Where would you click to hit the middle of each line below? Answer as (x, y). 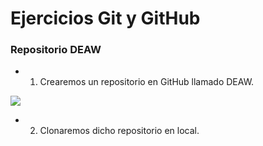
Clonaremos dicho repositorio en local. (119, 131)
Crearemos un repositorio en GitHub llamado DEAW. (147, 82)
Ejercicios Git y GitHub (105, 18)
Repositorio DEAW (56, 50)
